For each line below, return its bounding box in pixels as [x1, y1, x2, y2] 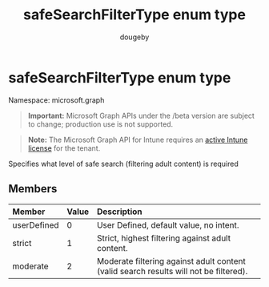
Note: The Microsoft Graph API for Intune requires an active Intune [27, 135, 248, 144]
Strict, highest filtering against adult [96, 232, 231, 244]
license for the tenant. [27, 143, 101, 153]
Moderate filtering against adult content [96, 255, 246, 266]
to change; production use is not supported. [27, 119, 174, 129]
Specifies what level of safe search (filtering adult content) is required [8, 159, 239, 168]
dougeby [119, 32, 150, 42]
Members [8, 182, 58, 196]
